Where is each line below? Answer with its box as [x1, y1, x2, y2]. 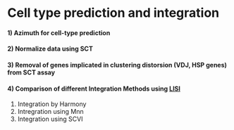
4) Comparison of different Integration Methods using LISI [7, 84, 181, 93]
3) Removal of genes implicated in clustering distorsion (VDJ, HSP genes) [7, 60, 228, 69]
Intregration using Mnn [17, 108, 84, 116]
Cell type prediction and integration [7, 5, 220, 21]
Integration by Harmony [17, 100, 87, 108]
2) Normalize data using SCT [7, 44, 94, 53]
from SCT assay [7, 68, 55, 77]
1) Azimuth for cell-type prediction [7, 28, 111, 37]
